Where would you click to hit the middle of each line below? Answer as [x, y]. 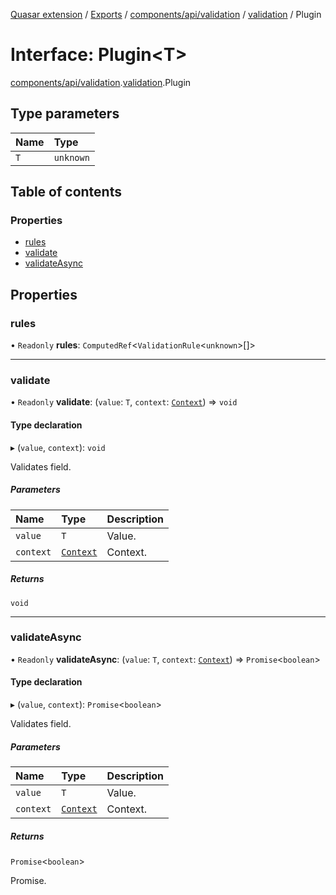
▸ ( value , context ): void [58, 447]
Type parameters [65, 114]
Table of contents [66, 192]
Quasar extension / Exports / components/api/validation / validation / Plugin [166, 14]
